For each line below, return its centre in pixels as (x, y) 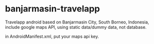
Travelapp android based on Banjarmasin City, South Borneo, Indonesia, (77, 22)
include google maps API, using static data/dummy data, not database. (76, 27)
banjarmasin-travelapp (52, 9)
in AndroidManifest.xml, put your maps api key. (52, 36)
